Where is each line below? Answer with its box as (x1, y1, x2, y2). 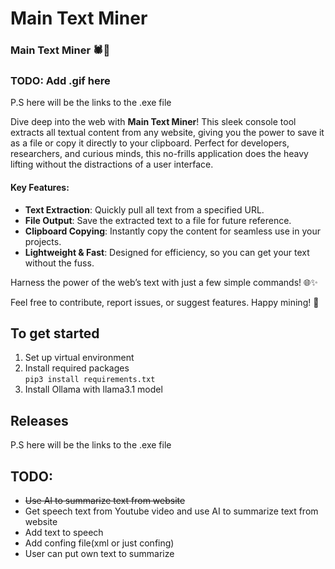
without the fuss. (24, 257, 95, 269)
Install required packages (24, 362, 130, 374)
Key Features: (10, 182, 70, 193)
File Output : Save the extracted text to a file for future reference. (24, 214, 292, 226)
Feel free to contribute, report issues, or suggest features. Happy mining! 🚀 (10, 296, 320, 308)
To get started (10, 325, 100, 342)
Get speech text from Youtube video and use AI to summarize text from (24, 505, 319, 517)
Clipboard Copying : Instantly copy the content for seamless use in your (24, 225, 321, 237)
